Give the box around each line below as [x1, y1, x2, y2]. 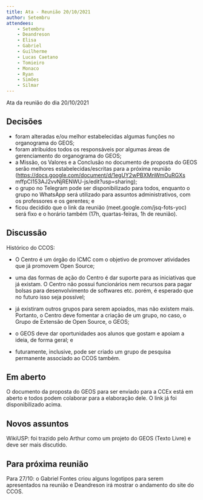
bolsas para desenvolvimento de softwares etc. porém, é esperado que [15, 287, 194, 294]
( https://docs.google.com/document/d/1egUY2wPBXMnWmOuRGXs [15, 171, 186, 179]
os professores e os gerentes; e [15, 197, 95, 204]
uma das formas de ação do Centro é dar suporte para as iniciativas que [15, 274, 196, 281]
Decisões [6, 117, 42, 127]
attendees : [6, 20, 34, 26]
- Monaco [17, 65, 39, 72]
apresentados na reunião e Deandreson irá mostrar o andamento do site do [6, 481, 195, 489]
